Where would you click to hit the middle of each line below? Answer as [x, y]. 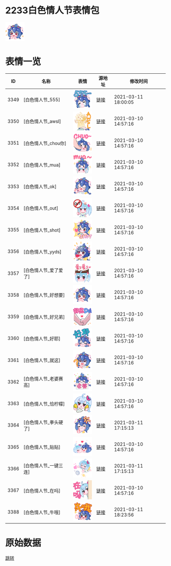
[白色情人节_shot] [42, 230]
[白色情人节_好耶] [42, 338]
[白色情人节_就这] [42, 360]
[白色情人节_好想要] [44, 295]
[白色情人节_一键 [41, 466]
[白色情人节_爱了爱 [44, 270]
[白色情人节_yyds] [43, 251]
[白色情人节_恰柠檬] [44, 404]
